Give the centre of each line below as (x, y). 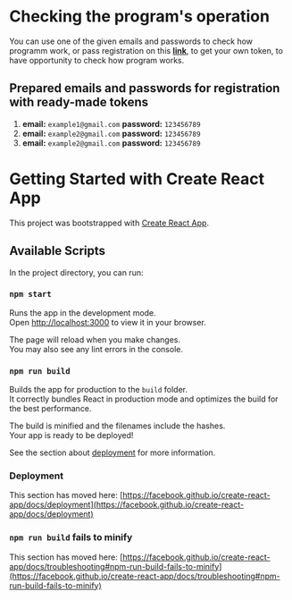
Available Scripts (57, 251)
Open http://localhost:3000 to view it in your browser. (108, 322)
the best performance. (50, 409)
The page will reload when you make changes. (95, 339)
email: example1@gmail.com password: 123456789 (111, 123)
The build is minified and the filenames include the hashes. (117, 426)
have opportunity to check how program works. (97, 60)
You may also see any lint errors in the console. (96, 349)
